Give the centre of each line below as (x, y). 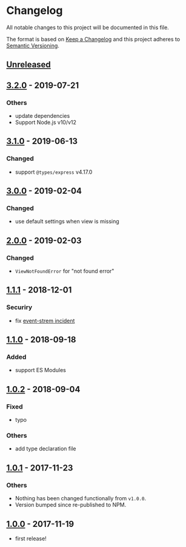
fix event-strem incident (45, 321)
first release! (31, 539)
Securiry (19, 307)
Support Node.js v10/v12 (46, 123)
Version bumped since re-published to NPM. (71, 505)
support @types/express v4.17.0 (54, 172)
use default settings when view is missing (67, 222)
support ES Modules (41, 370)
